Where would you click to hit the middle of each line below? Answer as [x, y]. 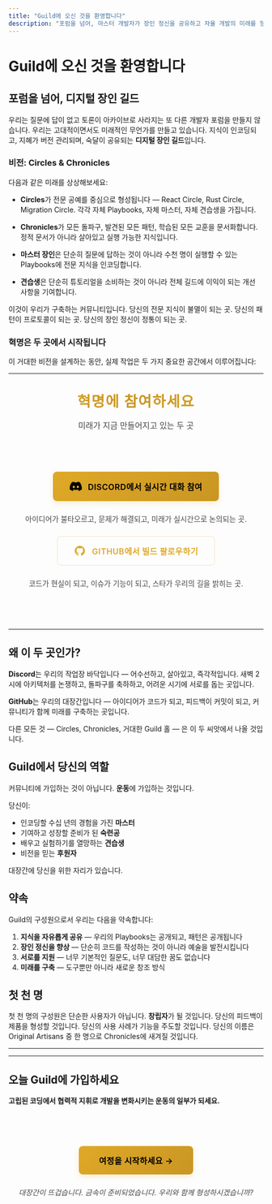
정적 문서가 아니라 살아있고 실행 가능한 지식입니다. [99, 237]
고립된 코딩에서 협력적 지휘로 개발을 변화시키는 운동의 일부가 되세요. [114, 1101]
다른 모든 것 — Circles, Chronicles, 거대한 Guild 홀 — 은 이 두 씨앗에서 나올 [128, 728]
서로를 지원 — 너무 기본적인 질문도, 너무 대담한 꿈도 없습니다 [115, 957]
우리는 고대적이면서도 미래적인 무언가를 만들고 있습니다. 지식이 [130, 130]
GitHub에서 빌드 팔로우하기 [145, 551]
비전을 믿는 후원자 [48, 852]
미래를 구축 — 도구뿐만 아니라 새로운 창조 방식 [93, 967]
